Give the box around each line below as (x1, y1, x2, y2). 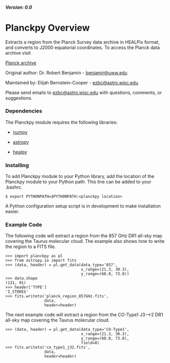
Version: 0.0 (5, 4, 32, 10)
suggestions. (5, 95, 33, 101)
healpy (12, 149, 27, 155)
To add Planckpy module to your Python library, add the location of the (5, 173, 155, 179)
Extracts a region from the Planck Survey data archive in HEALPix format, (5, 39, 160, 45)
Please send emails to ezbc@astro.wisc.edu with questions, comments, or (5, 89, 162, 96)
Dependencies (5, 107, 42, 115)
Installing (5, 162, 29, 169)
